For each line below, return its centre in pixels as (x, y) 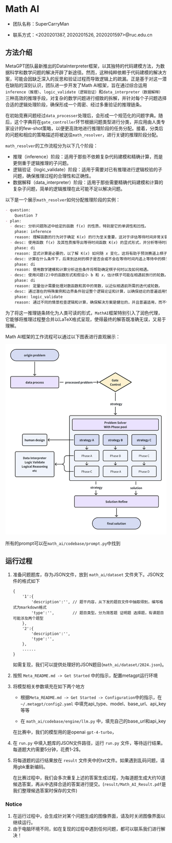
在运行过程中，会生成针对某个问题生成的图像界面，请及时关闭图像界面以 (89, 816)
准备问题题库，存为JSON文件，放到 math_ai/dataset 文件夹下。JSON (86, 575)
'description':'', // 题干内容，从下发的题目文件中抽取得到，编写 (95, 602)
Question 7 (26, 216)
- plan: (14, 221)
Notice (14, 804)
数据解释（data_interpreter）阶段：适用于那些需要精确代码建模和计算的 (88, 182)
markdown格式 (34, 607)
